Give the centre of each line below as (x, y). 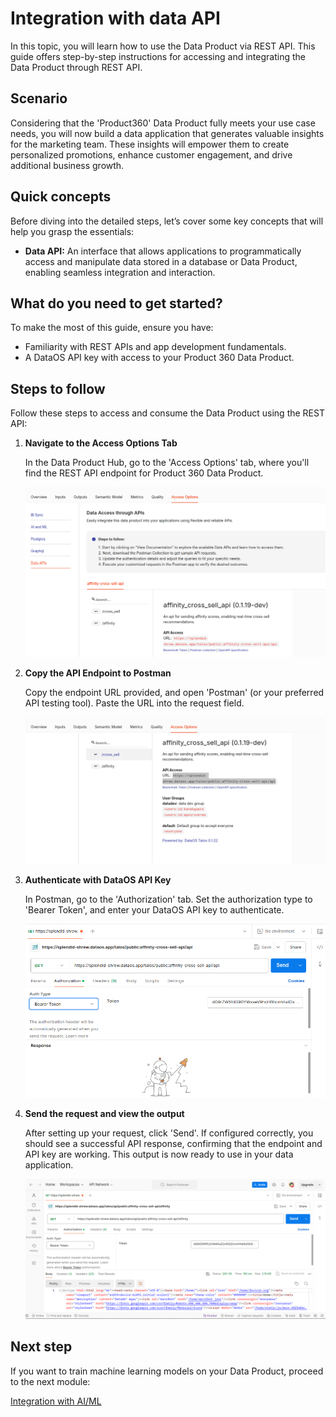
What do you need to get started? (116, 303)
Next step (41, 1347)
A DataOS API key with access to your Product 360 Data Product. (159, 358)
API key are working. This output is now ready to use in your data (159, 1154)
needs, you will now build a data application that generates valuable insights (167, 133)
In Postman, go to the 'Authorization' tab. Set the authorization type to (168, 899)
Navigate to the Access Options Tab (101, 443)
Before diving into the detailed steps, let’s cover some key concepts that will (167, 221)
